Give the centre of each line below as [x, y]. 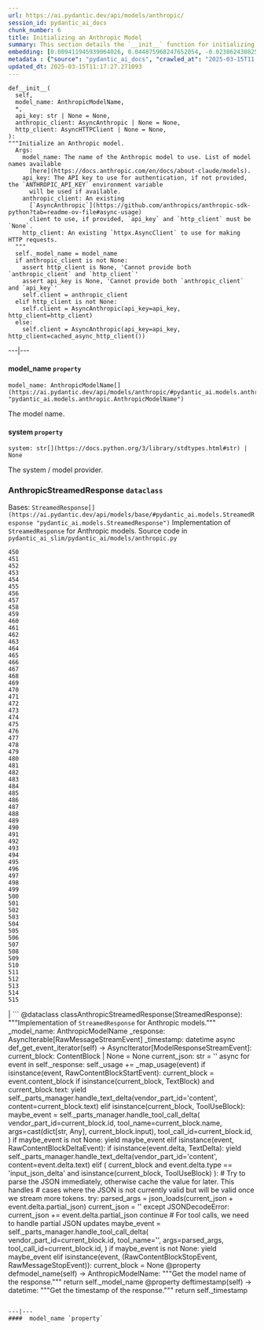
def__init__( [29, 88]
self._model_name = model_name [66, 253]
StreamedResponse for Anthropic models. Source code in [98, 531]
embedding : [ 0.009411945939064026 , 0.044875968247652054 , [105, 52]
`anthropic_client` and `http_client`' [73, 274]
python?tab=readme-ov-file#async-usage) [75, 212]
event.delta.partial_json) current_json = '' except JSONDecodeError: [119, 1207]
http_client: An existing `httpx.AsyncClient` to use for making [132, 233]
